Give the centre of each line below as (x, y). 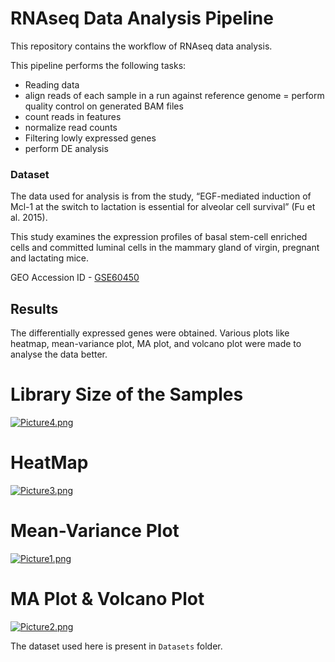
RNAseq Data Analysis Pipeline (142, 18)
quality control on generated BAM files (104, 106)
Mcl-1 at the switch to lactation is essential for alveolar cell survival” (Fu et (163, 207)
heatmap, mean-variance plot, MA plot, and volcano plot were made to (156, 344)
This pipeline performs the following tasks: (98, 65)
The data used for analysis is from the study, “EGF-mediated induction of (161, 196)
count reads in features (73, 116)
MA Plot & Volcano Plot (107, 599)
